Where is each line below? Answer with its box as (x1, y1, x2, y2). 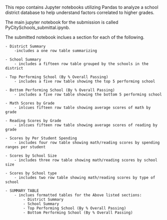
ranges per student (5, 144, 46, 149)
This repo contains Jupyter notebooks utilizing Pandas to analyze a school (5, 4, 158, 10)
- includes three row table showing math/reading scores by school (14, 157, 157, 162)
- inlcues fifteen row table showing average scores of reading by (14, 122, 157, 127)
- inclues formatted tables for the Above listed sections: (14, 192, 142, 197)
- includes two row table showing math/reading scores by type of (14, 175, 155, 180)
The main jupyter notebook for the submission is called (5, 19, 118, 25)
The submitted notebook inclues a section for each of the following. (5, 34, 145, 40)
